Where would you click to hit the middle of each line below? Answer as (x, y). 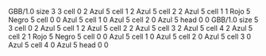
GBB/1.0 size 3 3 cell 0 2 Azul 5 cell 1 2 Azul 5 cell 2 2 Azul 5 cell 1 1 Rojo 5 (129, 11)
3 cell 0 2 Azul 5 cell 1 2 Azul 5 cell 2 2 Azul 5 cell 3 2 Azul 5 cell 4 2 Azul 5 (131, 28)
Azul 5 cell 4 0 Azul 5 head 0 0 (58, 45)
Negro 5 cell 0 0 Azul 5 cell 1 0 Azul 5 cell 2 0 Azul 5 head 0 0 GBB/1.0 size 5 (133, 20)
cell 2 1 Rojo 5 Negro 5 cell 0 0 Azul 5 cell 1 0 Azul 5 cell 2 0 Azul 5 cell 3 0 (130, 36)
